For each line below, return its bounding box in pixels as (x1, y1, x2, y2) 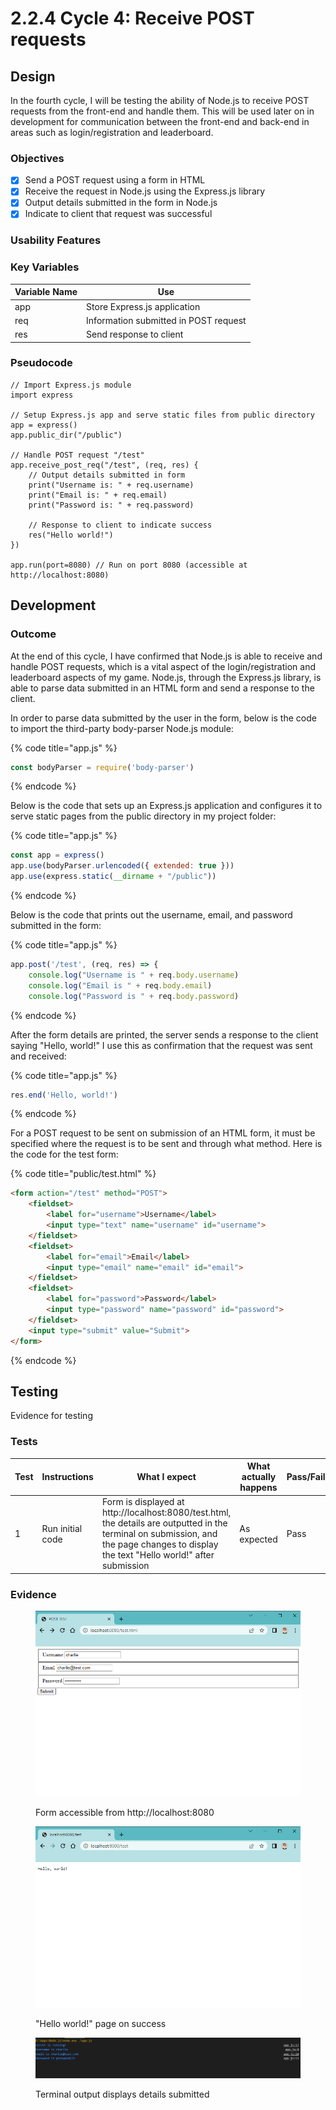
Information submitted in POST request (86, 314, 247, 326)
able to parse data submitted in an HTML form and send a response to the (10, 682, 315, 694)
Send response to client (86, 328, 184, 341)
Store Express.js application (86, 300, 201, 312)
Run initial (41, 1522, 83, 1534)
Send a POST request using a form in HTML (24, 174, 206, 186)
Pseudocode (10, 356, 73, 370)
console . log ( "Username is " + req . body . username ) (28, 970, 240, 980)
